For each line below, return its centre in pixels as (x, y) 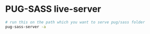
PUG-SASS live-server (53, 9)
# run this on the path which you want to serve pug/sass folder (75, 22)
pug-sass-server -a (26, 27)
